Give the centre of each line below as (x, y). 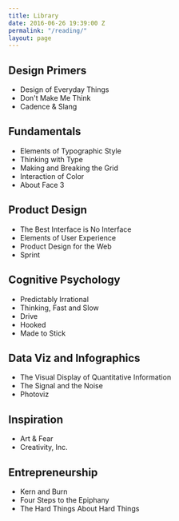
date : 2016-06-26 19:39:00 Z (57, 23)
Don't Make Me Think (55, 98)
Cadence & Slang (48, 107)
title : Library (34, 16)
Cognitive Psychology (64, 280)
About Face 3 (42, 185)
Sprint (30, 255)
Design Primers (48, 70)
